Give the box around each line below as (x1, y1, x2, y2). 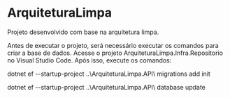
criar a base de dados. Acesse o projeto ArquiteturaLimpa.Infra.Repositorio (7, 49, 224, 57)
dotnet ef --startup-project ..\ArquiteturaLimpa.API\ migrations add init (7, 70, 211, 78)
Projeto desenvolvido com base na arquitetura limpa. (7, 28, 159, 36)
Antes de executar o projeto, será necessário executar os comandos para (7, 41, 219, 49)
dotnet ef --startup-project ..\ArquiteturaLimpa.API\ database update (7, 83, 206, 91)
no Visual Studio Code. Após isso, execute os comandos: (7, 56, 172, 64)
